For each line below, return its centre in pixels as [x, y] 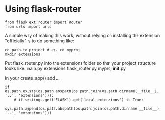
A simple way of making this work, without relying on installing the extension [82, 35]
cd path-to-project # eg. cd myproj [42, 50]
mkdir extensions [23, 54]
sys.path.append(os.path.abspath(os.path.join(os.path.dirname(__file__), [83, 108]
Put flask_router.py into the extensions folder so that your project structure [81, 63]
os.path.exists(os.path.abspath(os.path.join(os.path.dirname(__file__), [82, 91]
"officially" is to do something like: [40, 41]
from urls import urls [28, 26]
